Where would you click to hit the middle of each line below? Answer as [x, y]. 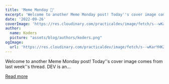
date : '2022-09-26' [26, 19]
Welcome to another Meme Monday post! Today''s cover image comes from [84, 61]
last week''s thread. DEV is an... [38, 66]
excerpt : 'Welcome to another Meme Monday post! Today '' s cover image [81, 14]
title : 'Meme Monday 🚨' [30, 10]
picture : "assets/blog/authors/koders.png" [56, 38]
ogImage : [14, 42]
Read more [17, 76]
